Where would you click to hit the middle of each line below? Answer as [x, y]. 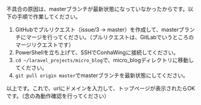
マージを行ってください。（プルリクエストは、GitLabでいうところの [110, 37]
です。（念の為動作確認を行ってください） [58, 96]
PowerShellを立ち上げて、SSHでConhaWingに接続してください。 [97, 52]
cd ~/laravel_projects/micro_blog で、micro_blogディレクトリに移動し [104, 60]
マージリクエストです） [44, 45]
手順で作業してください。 [49, 16]
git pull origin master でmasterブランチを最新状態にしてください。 [102, 75]
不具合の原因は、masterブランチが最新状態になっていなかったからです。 [97, 9]
